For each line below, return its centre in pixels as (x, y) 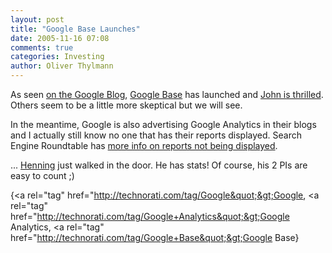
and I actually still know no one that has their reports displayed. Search (156, 135)
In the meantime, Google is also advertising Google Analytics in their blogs (163, 124)
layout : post (37, 19)
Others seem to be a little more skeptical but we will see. (126, 105)
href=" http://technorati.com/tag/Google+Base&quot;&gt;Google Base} (155, 237)
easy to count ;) (42, 175)
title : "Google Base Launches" (75, 29)
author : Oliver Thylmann (62, 66)
